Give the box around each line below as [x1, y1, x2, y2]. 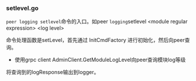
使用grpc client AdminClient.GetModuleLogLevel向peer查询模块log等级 [14, 57, 186, 64]
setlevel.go [6, 4, 39, 12]
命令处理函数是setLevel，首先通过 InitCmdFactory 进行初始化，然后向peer [6, 37, 185, 44]
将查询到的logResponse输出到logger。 [6, 69, 99, 76]
